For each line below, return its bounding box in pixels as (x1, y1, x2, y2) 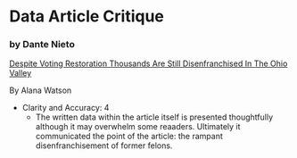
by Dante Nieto (9, 38, 76, 51)
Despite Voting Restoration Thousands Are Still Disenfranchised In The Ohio (9, 58, 288, 69)
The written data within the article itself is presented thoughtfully (35, 112, 274, 122)
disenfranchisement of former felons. (35, 140, 173, 151)
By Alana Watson (9, 85, 72, 96)
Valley (9, 68, 32, 79)
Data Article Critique (9, 6, 165, 27)
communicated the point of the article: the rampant (35, 131, 223, 142)
